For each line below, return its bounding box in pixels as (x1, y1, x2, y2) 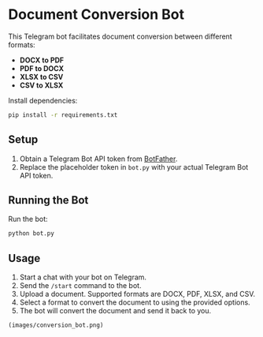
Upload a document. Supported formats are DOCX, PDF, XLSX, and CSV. (19, 290, 256, 299)
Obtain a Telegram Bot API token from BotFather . (19, 154, 178, 163)
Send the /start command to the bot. (19, 281, 142, 290)
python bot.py (8, 230, 55, 238)
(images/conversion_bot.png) (8, 321, 104, 329)
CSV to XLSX (19, 81, 64, 90)
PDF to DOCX (19, 63, 65, 73)
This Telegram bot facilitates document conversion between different (8, 32, 232, 41)
